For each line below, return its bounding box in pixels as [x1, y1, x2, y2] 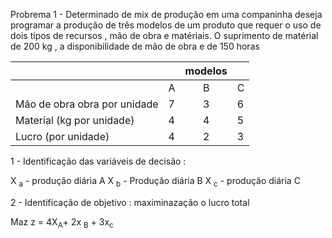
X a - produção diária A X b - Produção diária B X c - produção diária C [10, 175, 301, 189]
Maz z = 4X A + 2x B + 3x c [10, 215, 114, 230]
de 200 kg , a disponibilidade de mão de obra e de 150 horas [10, 40, 260, 52]
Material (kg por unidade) [15, 114, 135, 127]
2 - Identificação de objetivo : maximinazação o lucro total [10, 196, 250, 208]
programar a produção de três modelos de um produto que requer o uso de [10, 19, 322, 31]
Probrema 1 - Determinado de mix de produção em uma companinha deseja [10, 9, 323, 20]
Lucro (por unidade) [15, 130, 110, 143]
